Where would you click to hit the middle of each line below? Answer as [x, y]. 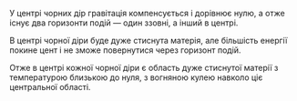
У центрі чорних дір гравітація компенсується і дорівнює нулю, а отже [147, 13]
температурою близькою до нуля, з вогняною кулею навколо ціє [136, 77]
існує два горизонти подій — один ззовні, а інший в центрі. [124, 23]
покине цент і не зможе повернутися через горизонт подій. [125, 50]
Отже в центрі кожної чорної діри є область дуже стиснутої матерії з [144, 68]
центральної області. [50, 87]
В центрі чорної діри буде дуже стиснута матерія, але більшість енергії [148, 40]
